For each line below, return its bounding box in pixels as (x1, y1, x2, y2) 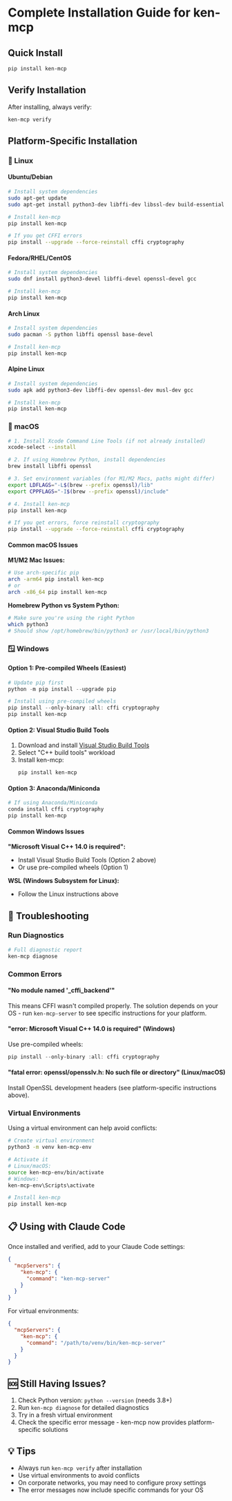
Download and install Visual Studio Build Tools (17, 741, 150, 750)
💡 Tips (8, 1445, 37, 1458)
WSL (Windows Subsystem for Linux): (8, 877, 119, 885)
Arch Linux (8, 309, 40, 318)
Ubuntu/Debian (8, 173, 53, 181)
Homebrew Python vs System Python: (8, 601, 119, 609)
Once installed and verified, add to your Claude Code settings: (8, 1243, 185, 1250)
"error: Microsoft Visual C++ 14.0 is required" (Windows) (8, 1025, 175, 1033)
